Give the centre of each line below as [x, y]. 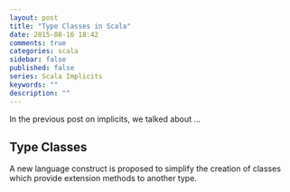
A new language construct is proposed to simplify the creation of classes [145, 169]
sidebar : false [38, 59]
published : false [42, 69]
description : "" [40, 93]
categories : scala [44, 51]
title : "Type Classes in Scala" [70, 26]
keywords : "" [34, 85]
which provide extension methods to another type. [103, 178]
